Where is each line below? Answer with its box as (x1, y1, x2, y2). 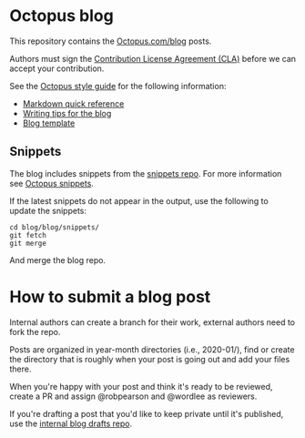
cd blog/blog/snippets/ (9, 222, 100, 232)
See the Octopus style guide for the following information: (9, 80, 227, 91)
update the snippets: (9, 205, 87, 216)
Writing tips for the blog (22, 107, 112, 118)
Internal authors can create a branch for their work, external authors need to (9, 316, 296, 328)
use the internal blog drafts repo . (9, 418, 133, 429)
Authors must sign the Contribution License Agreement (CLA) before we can (9, 53, 297, 64)
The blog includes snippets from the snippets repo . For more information (9, 168, 282, 178)
